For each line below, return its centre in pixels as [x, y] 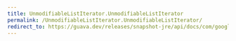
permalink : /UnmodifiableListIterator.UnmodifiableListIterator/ [105, 20]
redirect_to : [26, 26]
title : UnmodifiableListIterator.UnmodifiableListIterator [96, 14]
